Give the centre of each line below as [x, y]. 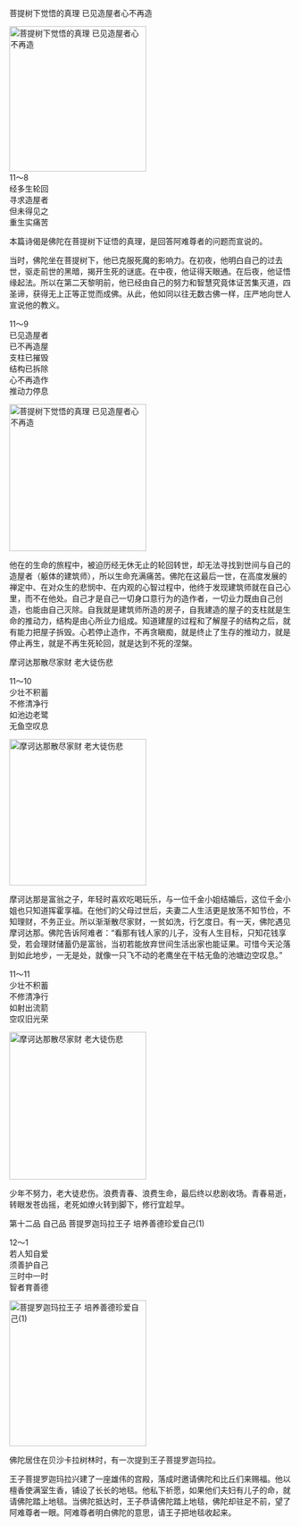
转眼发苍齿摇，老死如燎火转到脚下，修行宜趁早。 [99, 1204]
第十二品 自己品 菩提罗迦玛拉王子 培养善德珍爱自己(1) [107, 1223]
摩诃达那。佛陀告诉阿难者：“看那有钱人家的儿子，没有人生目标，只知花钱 [144, 933]
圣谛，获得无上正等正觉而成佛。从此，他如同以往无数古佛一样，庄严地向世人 [150, 294]
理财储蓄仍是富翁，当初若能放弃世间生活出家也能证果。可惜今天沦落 [165, 944]
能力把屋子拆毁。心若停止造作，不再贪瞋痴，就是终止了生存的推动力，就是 [154, 632]
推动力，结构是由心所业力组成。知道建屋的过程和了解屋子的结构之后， [154, 621]
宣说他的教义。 [37, 305]
